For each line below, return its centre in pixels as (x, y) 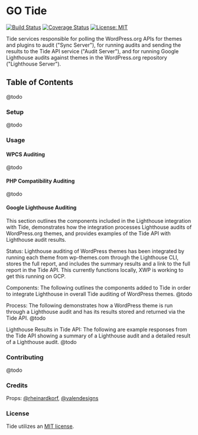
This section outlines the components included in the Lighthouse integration (98, 220)
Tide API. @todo (26, 318)
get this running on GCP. (36, 276)
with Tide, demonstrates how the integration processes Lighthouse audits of (99, 227)
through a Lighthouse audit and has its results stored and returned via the (95, 311)
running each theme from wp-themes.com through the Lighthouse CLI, (92, 257)
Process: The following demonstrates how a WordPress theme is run (90, 305)
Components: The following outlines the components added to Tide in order (98, 287)
